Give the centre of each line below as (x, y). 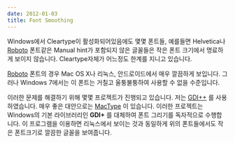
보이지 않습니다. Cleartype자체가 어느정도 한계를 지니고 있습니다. (103, 59)
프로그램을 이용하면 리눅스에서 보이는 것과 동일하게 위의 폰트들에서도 (123, 123)
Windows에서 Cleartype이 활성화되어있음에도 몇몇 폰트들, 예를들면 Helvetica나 (116, 41)
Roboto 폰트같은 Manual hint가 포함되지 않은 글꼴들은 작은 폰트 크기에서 (106, 50)
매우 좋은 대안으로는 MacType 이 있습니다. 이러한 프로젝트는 (121, 106)
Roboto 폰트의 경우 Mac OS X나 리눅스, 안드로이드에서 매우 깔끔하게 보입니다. (114, 74)
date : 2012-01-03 (33, 14)
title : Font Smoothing (40, 20)
